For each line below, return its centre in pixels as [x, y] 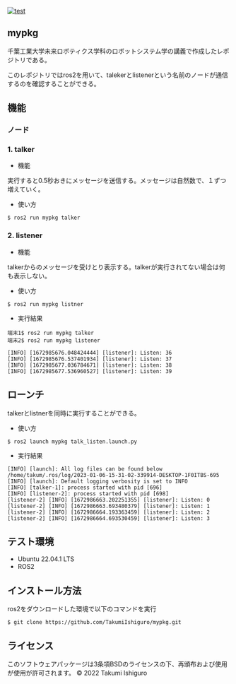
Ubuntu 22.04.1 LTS [46, 559]
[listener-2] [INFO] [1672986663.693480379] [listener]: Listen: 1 [109, 506]
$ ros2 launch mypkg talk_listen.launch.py [72, 442]
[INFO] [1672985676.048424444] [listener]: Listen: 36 [90, 353]
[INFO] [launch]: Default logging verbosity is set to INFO [98, 481]
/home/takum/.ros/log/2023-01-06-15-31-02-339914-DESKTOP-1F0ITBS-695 [113, 475]
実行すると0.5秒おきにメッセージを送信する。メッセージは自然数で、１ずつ [117, 181]
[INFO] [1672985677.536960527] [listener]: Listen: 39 [90, 371]
